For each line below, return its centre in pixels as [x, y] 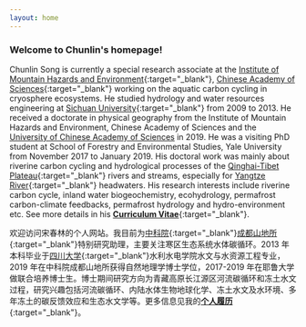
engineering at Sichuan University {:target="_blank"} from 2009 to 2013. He [150, 108]
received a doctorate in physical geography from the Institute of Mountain [148, 117]
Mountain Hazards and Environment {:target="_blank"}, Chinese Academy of [153, 79]
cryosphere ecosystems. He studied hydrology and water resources [137, 98]
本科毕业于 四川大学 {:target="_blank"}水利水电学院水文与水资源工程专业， [147, 255]
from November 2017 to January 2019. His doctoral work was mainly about [149, 156]
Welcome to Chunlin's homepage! [86, 49]
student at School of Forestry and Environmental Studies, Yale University [146, 146]
